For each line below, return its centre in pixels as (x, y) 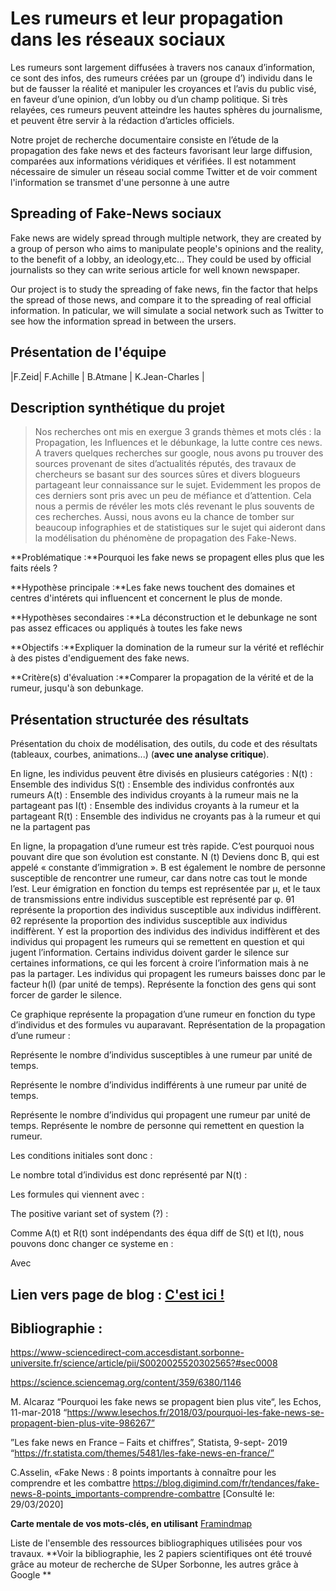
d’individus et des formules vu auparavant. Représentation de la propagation (168, 1025)
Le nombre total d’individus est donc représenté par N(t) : (129, 1175)
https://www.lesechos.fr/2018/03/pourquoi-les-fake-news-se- (195, 1413)
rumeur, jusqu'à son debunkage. (77, 688)
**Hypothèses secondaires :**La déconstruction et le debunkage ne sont (164, 618)
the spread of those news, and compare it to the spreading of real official (161, 299)
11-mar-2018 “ (39, 1413)
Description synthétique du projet (117, 407)
